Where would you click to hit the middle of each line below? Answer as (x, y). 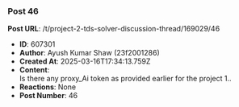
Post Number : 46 (48, 96)
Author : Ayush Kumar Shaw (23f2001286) (89, 53)
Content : (34, 70)
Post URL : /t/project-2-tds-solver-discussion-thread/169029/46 (114, 29)
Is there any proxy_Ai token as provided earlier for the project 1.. (125, 79)
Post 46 (23, 11)
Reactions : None (48, 87)
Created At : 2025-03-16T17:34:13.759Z (85, 61)
